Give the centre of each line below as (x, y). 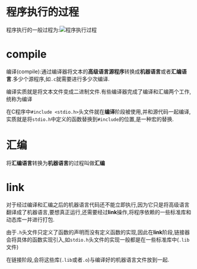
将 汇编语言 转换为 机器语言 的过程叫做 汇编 (55, 163)
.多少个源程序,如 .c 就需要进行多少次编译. (61, 79)
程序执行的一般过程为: (33, 30)
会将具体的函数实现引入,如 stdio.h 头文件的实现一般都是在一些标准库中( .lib (98, 239)
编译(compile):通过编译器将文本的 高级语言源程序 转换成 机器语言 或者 (89, 71)
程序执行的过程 (43, 12)
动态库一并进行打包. (31, 219)
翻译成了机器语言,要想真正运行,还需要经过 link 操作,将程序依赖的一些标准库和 (99, 212)
